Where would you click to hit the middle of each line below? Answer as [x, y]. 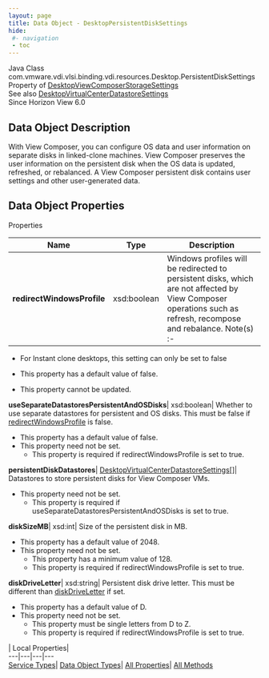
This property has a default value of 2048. [90, 542]
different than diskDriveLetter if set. [67, 591]
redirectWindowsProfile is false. [61, 422]
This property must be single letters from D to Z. [111, 624]
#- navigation [35, 38]
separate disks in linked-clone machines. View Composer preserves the [127, 155]
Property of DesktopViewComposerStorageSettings [93, 86]
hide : [17, 30]
